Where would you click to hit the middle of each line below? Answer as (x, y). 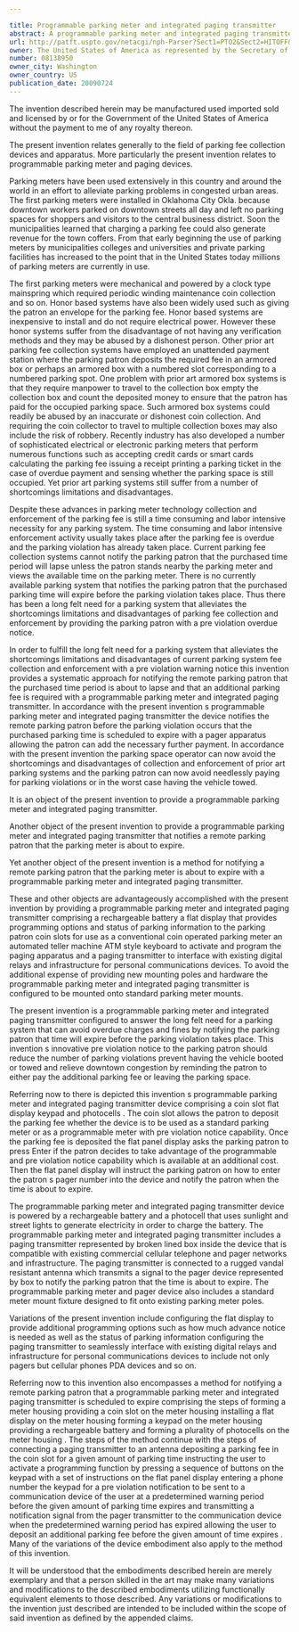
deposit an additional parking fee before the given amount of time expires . (146, 1534)
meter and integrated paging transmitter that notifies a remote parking (137, 835)
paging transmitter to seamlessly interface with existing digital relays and (143, 1346)
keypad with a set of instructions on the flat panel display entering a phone (146, 1477)
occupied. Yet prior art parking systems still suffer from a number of (134, 482)
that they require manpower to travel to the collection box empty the (134, 388)
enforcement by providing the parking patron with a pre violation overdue (144, 623)
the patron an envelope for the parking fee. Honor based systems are (136, 312)
